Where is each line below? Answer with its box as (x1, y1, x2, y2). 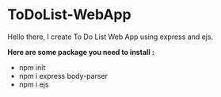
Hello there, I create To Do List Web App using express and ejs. (7, 32, 214, 41)
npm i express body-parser (18, 71, 109, 80)
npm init (18, 62, 46, 72)
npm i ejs (18, 80, 49, 89)
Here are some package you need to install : (7, 47, 155, 56)
